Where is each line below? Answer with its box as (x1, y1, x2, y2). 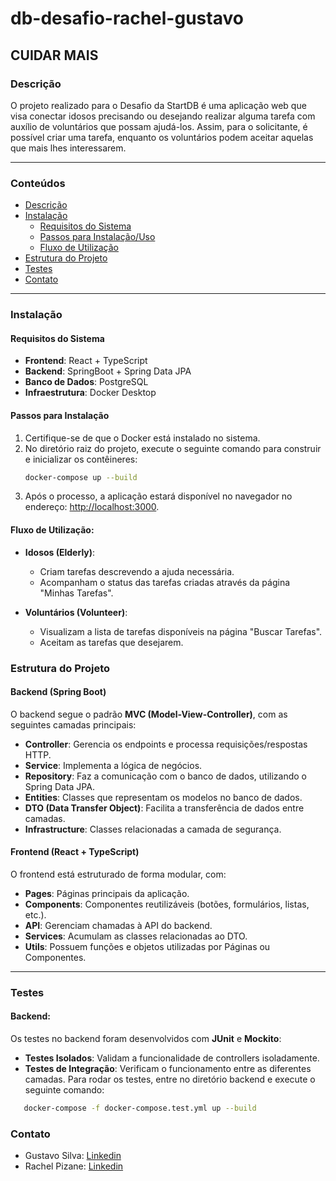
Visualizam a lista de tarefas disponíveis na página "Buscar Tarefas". (39, 625, 323, 637)
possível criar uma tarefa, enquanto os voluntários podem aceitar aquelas (10, 131, 314, 143)
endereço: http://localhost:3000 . (24, 501, 160, 513)
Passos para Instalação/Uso (39, 231, 156, 243)
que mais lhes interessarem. (10, 142, 127, 154)
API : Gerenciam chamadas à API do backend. (24, 919, 213, 931)
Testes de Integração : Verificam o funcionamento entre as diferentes (24, 1063, 312, 1075)
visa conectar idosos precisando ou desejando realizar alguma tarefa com (10, 110, 316, 122)
